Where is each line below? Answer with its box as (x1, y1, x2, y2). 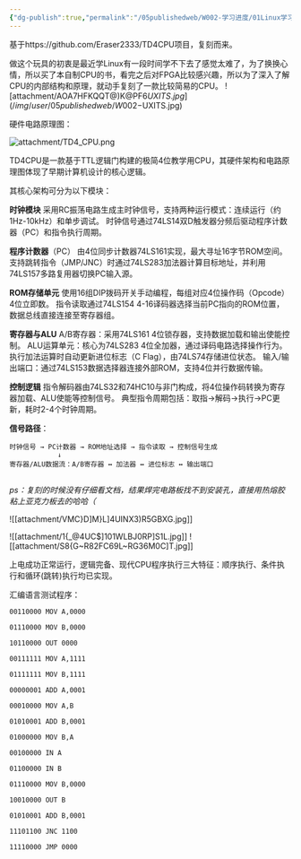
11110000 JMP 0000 (9, 842, 78, 852)
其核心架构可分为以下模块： (9, 185, 112, 195)
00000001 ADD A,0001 (9, 685, 87, 695)
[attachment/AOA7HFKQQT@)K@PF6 (9, 91, 148, 101)
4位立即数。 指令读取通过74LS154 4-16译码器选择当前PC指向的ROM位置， (9, 298, 285, 309)
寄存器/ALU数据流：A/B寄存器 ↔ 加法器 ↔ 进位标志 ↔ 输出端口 (9, 459, 214, 469)
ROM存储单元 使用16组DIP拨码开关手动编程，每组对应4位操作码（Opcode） (9, 287, 289, 298)
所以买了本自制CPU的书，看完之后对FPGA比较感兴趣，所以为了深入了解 (24, 69, 290, 80)
